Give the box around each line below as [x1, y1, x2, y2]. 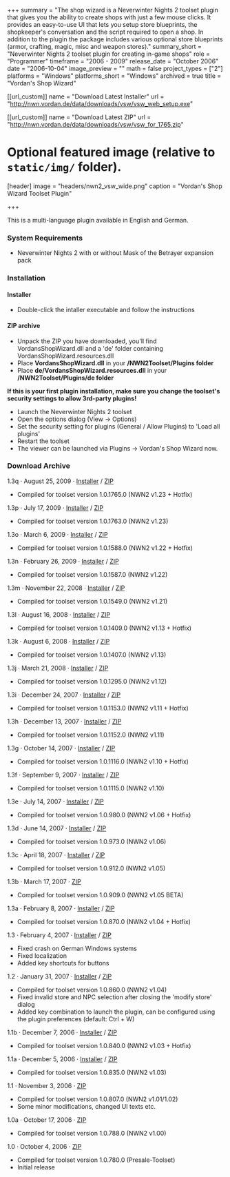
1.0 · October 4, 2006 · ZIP [7, 1142, 82, 1150]
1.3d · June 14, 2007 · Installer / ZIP [7, 823, 107, 832]
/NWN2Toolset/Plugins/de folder [17, 373, 114, 382]
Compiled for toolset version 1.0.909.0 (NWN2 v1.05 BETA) [17, 890, 184, 899]
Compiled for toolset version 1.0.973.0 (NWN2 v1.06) [17, 837, 167, 846]
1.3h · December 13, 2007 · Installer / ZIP [7, 717, 122, 726]
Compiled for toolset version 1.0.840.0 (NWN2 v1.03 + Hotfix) [17, 1041, 191, 1050]
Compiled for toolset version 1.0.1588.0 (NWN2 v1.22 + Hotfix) [17, 544, 193, 552]
